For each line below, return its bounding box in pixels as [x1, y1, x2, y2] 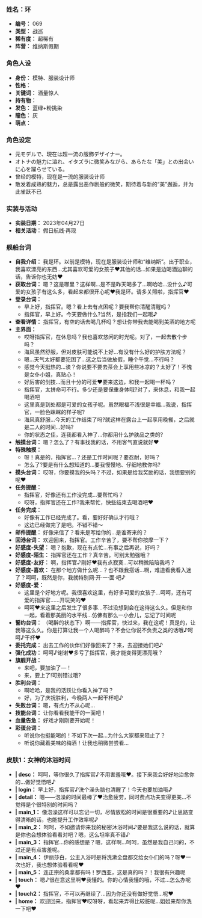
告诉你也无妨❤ [25, 273, 63, 280]
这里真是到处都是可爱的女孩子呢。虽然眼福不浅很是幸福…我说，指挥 [23, 401, 192, 408]
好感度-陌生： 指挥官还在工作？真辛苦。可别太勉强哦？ [14, 552, 151, 559]
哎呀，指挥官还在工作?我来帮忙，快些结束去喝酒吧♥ [23, 499, 154, 506]
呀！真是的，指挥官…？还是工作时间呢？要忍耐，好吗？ [23, 454, 161, 461]
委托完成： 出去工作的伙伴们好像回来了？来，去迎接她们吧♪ [14, 642, 164, 649]
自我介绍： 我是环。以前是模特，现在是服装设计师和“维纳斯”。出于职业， [14, 258, 195, 265]
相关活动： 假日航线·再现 [14, 227, 76, 234]
